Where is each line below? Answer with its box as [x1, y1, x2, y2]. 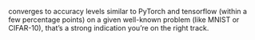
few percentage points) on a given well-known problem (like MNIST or [8, 15, 240, 24]
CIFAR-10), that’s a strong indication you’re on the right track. [8, 24, 209, 32]
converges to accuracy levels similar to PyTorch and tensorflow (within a [8, 7, 248, 16]
